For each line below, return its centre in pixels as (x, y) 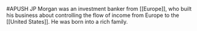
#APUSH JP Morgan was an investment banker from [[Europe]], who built (99, 9)
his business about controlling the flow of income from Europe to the (93, 15)
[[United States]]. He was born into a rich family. (67, 22)
